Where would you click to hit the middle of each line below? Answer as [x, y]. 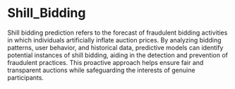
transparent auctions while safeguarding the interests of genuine [101, 70]
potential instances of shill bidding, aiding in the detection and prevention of [117, 55]
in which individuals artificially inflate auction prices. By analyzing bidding [114, 40]
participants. [26, 77]
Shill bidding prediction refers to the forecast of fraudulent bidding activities [117, 32]
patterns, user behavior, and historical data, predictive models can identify [115, 47]
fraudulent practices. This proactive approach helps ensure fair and [106, 62]
